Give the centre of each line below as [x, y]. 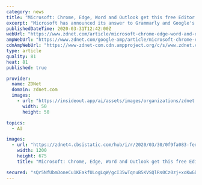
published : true [26, 68]
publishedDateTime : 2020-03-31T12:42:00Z [59, 29]
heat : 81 [17, 62]
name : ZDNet [27, 84]
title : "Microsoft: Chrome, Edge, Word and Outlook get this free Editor [101, 17]
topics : [16, 123]
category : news [25, 12]
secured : [17, 172]
